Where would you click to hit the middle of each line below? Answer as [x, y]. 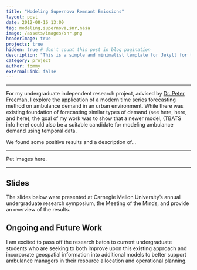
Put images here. [27, 159]
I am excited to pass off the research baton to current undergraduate [89, 242]
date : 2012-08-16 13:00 [35, 22]
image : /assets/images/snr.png [44, 33]
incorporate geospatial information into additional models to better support [96, 254]
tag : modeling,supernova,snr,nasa [48, 28]
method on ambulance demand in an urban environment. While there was [95, 106]
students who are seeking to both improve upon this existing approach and [96, 248]
